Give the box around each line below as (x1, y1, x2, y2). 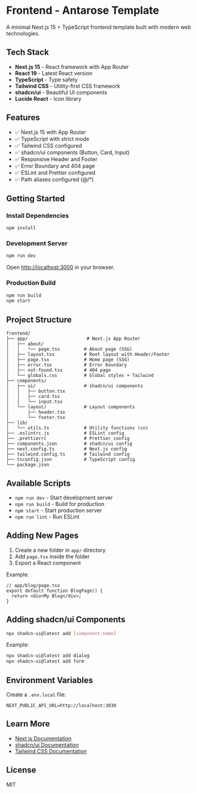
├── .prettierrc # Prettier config (6, 436, 130, 442)
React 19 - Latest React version (14, 70, 93, 77)
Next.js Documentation (14, 735, 72, 742)
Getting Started (6, 193, 65, 204)
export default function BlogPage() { (6, 588, 103, 594)
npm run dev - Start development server (14, 493, 113, 501)
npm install (6, 225, 36, 231)
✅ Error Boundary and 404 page (14, 162, 95, 169)
